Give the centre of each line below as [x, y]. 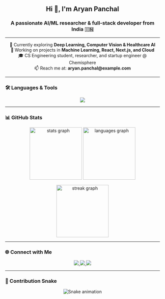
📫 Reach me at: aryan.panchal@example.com [82, 68]
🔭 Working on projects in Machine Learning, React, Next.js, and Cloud [82, 50]
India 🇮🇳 [82, 29]
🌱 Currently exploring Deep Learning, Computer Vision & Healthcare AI [82, 44]
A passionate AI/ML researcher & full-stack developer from [82, 23]
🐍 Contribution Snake [31, 281]
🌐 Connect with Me [29, 252]
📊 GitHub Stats [24, 117]
